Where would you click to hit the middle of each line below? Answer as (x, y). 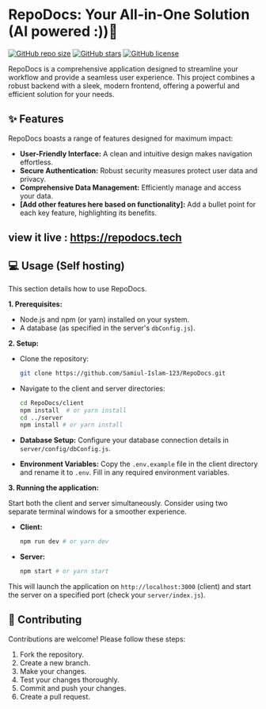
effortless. (36, 162)
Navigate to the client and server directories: (92, 388)
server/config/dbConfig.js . (65, 449)
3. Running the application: (53, 488)
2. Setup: (24, 343)
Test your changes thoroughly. (70, 680)
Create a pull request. (55, 696)
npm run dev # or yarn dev (64, 541)
